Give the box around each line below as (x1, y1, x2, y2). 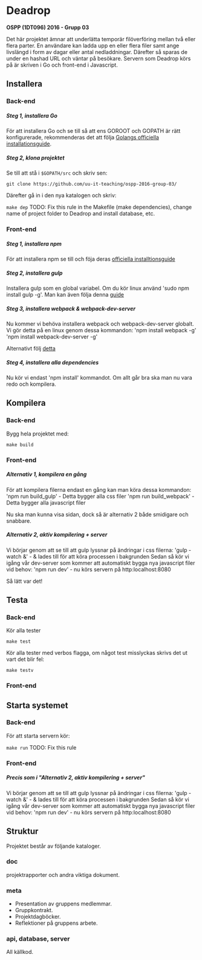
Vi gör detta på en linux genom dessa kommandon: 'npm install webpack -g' (6, 327, 197, 334)
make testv (6, 668, 34, 674)
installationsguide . (6, 140, 52, 147)
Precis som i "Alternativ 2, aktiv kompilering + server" (6, 774, 145, 781)
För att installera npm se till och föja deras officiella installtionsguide (6, 255, 175, 263)
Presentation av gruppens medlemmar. (15, 900, 112, 907)
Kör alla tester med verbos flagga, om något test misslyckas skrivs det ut (6, 650, 187, 657)
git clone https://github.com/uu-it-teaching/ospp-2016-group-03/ (6, 181, 177, 187)
